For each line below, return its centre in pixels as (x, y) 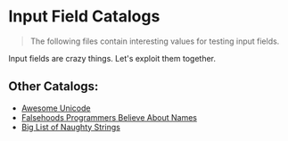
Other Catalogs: (53, 87)
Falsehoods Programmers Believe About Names (109, 117)
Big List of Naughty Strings (71, 127)
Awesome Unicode (56, 108)
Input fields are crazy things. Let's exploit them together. (112, 58)
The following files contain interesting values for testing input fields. (155, 41)
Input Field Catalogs (84, 17)
